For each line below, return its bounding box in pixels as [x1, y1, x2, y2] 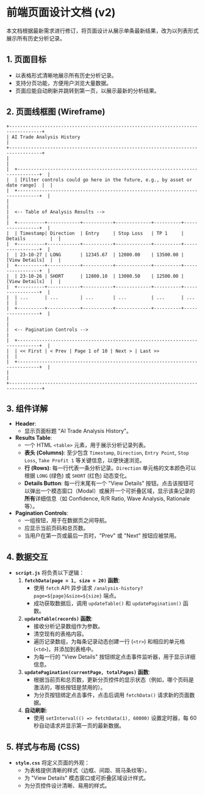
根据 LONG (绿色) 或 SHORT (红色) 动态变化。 [24, 472, 131, 479]
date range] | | [6, 182, 53, 188]
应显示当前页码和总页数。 [24, 524, 89, 532]
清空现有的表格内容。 [33, 630, 87, 638]
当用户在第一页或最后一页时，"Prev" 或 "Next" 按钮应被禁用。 [24, 532, 180, 539]
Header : [15, 420, 37, 427]
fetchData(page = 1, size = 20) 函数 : [24, 577, 120, 584]
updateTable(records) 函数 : [24, 615, 93, 623]
